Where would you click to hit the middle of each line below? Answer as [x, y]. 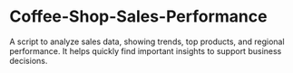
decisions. [29, 60]
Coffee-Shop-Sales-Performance [138, 17]
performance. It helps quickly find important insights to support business [146, 50]
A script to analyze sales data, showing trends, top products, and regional [147, 41]
